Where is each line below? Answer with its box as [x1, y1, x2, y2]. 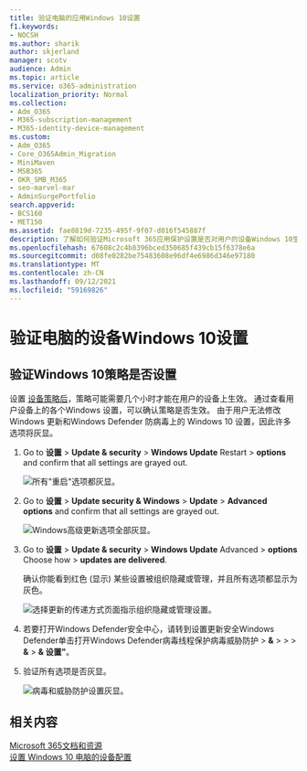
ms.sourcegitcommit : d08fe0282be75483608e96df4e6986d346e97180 [9, 252, 256, 261]
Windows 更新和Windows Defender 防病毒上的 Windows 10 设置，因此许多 [9, 415, 291, 426]
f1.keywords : [9, 22, 59, 31]
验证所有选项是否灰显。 [22, 665, 111, 677]
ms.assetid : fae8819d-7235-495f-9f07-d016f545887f [9, 226, 206, 235]
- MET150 [9, 217, 43, 227]
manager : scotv [9, 56, 68, 65]
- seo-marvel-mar [9, 184, 76, 193]
